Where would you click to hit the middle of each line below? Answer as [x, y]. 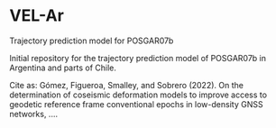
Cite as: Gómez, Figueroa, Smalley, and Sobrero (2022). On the [126, 85]
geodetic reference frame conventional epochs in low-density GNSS [136, 104]
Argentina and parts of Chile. [63, 68]
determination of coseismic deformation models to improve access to [138, 95]
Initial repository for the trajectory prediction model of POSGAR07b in [138, 58]
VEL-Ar [37, 16]
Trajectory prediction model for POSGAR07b [92, 41]
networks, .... [34, 114]
